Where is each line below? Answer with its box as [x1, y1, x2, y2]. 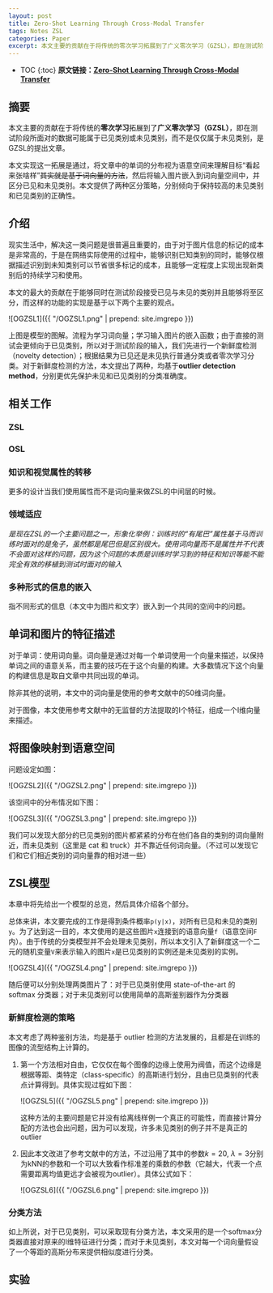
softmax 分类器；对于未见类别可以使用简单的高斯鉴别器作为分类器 [8, 990, 229, 1000]
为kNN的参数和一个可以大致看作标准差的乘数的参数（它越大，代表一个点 [19, 1159, 262, 1168]
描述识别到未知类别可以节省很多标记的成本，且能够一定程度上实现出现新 [15, 260, 257, 270]
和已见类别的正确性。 [8, 190, 79, 200]
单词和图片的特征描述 [8, 627, 115, 641]
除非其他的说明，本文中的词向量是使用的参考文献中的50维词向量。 [8, 688, 231, 698]
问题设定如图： [8, 764, 58, 774]
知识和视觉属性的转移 [8, 467, 92, 478]
